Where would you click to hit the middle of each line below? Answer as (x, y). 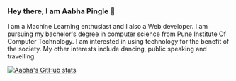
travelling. (22, 56)
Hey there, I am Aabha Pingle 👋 (61, 11)
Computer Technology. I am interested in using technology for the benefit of (118, 42)
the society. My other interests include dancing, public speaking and (107, 49)
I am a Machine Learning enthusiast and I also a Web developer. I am (108, 27)
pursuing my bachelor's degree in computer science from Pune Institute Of (117, 34)
